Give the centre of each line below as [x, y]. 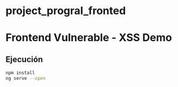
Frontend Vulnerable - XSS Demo [89, 38]
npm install [20, 73]
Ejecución [24, 59]
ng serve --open [26, 78]
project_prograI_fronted [66, 11]
